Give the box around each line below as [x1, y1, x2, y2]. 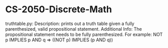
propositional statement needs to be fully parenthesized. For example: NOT [5, 31, 163, 37]
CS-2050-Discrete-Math [5, 4, 112, 15]
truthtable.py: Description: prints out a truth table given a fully [5, 20, 135, 27]
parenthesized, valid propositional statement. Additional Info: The [5, 26, 143, 32]
